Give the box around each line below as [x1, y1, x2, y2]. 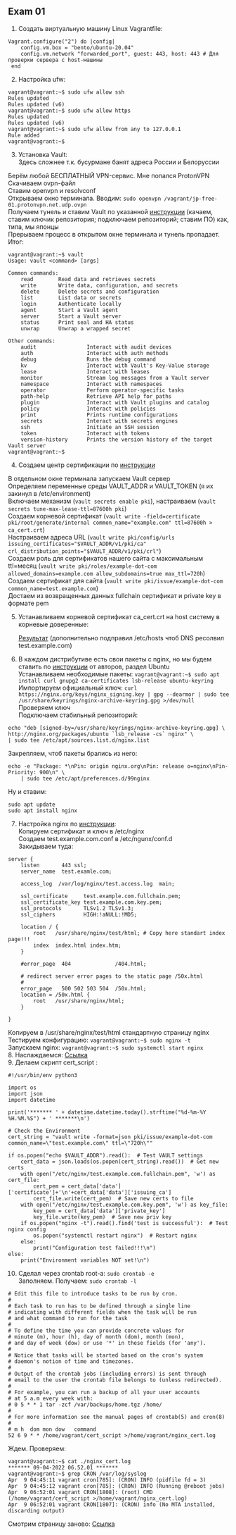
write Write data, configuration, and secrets [20, 282, 178, 289]
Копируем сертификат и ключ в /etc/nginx [18, 827, 145, 835]
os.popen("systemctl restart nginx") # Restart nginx [33, 1232, 197, 1239]
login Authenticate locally [20, 300, 122, 307]
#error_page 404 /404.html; [20, 960, 147, 967]
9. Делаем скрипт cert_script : [8, 1058, 98, 1067]
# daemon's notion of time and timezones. [8, 1357, 134, 1365]
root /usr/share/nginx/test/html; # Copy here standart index [33, 929, 225, 936]
